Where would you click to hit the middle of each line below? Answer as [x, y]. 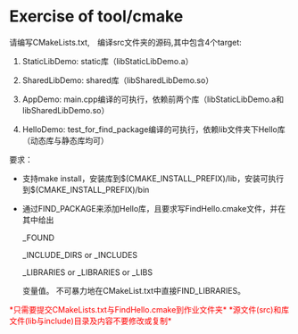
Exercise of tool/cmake [96, 17]
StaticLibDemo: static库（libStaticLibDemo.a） [108, 61]
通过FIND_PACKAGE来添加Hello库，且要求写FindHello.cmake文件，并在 [154, 208]
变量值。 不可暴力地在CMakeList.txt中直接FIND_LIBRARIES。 [134, 290]
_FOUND [38, 238]
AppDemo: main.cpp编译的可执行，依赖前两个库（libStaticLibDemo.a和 [153, 99]
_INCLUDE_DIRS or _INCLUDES [80, 255]
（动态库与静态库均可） [65, 140]
